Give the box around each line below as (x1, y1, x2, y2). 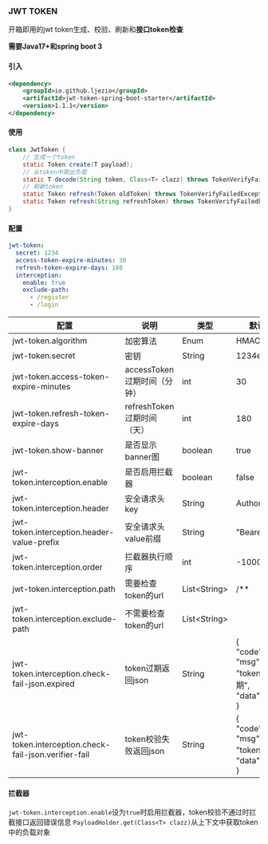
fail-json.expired (12, 678, 75, 689)
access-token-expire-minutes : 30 (15, 256, 127, 264)
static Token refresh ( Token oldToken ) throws (22, 190, 177, 199)
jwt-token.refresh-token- (12, 408, 110, 420)
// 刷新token (22, 183, 64, 191)
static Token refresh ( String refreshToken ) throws (22, 198, 195, 206)
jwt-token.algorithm (12, 335, 88, 346)
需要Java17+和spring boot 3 (8, 41, 103, 51)
